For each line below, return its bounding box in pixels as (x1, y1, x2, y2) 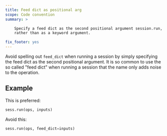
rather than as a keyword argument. (14, 31, 91, 36)
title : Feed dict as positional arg (5, 7, 82, 13)
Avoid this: (5, 116, 27, 122)
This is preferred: (5, 97, 41, 103)
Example (5, 84, 33, 93)
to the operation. (5, 70, 40, 76)
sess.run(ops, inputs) (5, 107, 53, 112)
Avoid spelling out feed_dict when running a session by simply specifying (5, 53, 158, 59)
